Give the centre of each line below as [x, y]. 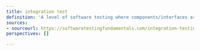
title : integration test [37, 12]
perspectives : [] [28, 34]
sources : [17, 23]
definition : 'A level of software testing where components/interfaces [97, 17]
